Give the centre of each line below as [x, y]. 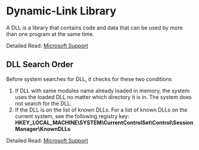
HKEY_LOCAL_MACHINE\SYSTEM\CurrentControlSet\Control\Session [104, 122]
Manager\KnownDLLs [42, 129]
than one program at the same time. [50, 34]
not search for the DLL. [43, 103]
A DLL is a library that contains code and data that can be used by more [95, 28]
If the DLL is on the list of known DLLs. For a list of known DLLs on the [101, 110]
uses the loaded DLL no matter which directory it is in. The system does [103, 97]
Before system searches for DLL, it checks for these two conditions [89, 79]
